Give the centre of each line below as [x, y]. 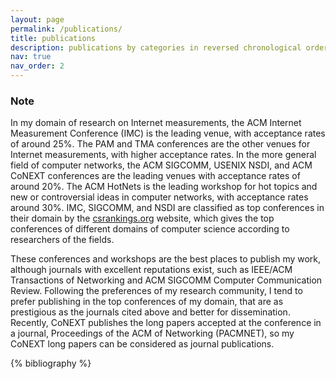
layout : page [37, 19]
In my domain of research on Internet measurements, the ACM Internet [156, 123]
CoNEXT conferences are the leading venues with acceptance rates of [155, 176]
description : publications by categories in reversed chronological [156, 47]
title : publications [53, 38]
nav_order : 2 [37, 66]
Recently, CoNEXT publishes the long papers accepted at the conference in [166, 323]
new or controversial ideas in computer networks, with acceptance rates [159, 197]
